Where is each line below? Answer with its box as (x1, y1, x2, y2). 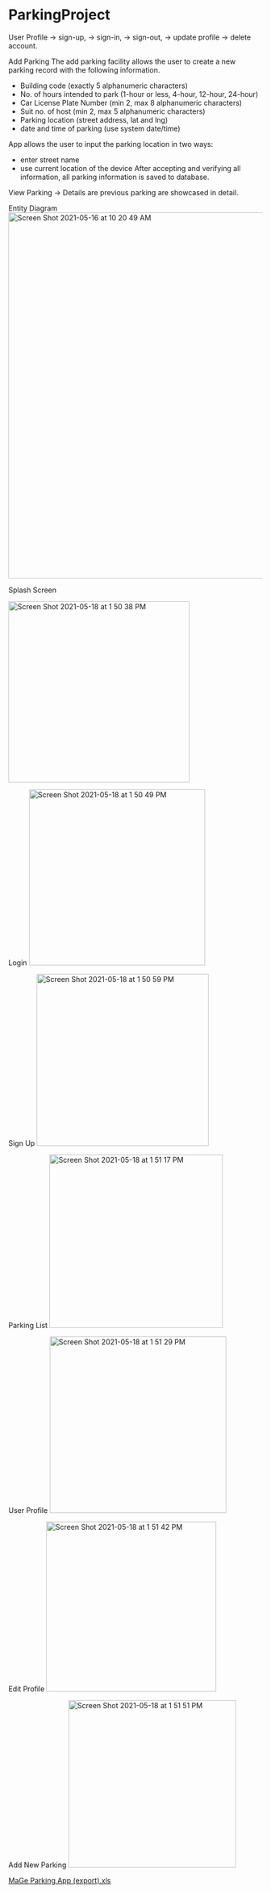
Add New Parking (8, 1860, 67, 1870)
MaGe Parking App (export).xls (8, 1875, 111, 1885)
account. (8, 40, 38, 50)
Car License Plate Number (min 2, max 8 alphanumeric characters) (19, 98, 243, 107)
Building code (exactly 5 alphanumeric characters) (19, 81, 188, 90)
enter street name (19, 155, 80, 165)
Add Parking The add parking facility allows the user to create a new (8, 56, 236, 66)
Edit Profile (8, 1684, 45, 1694)
